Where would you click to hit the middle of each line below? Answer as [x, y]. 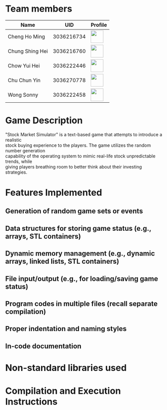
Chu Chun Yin [24, 80]
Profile [99, 25]
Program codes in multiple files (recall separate [81, 304]
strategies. [16, 172]
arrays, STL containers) [43, 236]
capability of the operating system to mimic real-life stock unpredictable [80, 156]
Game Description [44, 121]
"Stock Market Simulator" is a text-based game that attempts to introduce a [84, 134]
